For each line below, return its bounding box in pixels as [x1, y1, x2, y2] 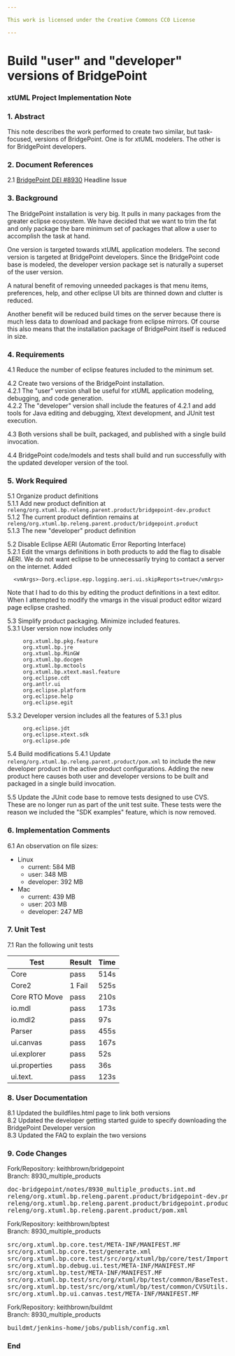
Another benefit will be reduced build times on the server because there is [7, 309, 222, 318]
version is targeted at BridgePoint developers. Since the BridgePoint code [7, 253, 220, 261]
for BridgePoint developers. [7, 142, 87, 151]
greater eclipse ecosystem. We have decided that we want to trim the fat [7, 217, 217, 225]
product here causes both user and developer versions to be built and [7, 772, 208, 781]
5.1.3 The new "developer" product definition [7, 527, 136, 535]
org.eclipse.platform [22, 687, 86, 694]
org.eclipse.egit [22, 699, 73, 706]
